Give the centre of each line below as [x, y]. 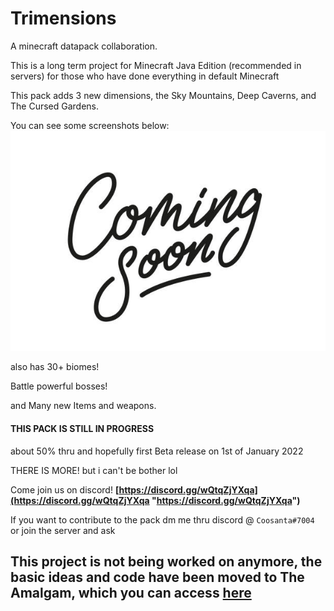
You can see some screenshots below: [90, 125]
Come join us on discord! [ [65, 489]
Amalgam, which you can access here [131, 593]
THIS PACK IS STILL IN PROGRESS [82, 428]
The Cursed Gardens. [55, 106]
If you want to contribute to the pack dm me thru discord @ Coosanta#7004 [162, 519]
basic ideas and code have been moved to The [157, 577]
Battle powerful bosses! [59, 386]
